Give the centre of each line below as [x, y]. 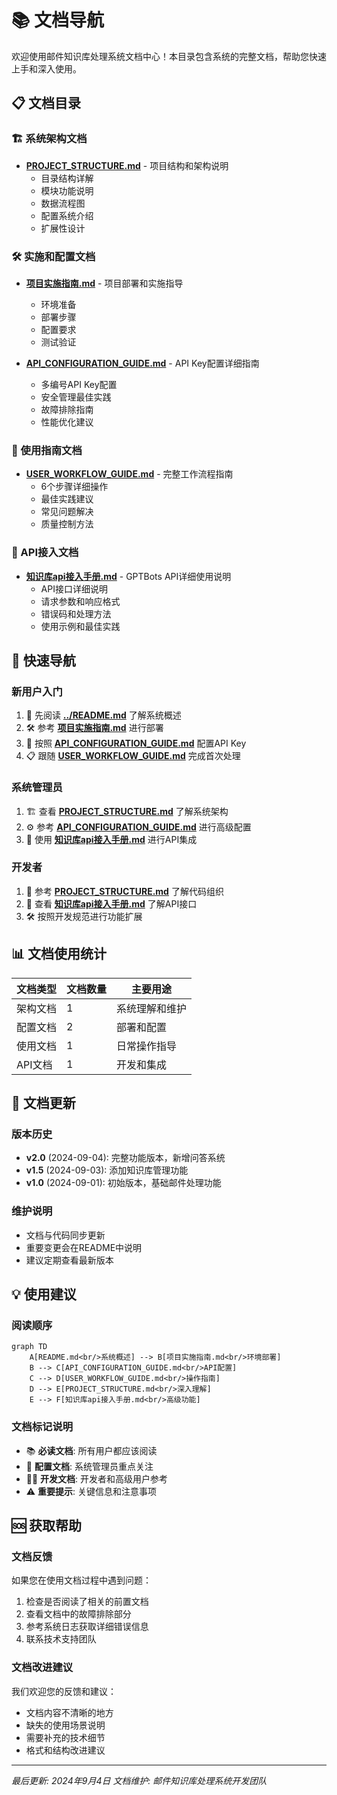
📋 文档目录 [46, 103]
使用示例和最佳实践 [80, 626]
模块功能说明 [67, 190]
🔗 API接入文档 [45, 553]
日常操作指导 [147, 1046]
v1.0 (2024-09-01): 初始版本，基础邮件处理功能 [123, 1183]
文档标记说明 [42, 1427]
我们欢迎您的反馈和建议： [64, 1691]
